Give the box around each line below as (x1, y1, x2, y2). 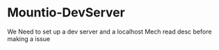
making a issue (7, 34, 51, 42)
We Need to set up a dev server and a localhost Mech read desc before (7, 27, 212, 36)
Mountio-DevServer (7, 5, 125, 21)
